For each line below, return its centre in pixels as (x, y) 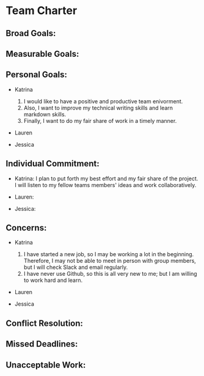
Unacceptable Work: (46, 365)
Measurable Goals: (42, 53)
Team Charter (42, 11)
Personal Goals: (37, 75)
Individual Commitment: (53, 164)
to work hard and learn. (53, 280)
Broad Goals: (31, 33)
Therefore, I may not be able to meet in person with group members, (110, 261)
